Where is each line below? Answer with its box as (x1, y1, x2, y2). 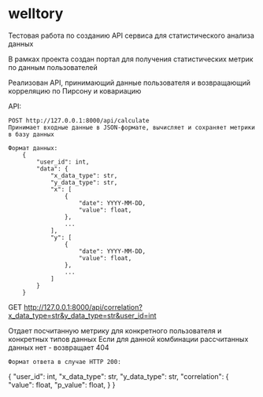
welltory (8, 5, 64, 23)
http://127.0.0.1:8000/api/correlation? (23, 302, 143, 311)
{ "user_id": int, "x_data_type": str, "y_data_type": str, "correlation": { (8, 371, 229, 381)
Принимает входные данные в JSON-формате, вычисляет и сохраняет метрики (8, 123, 256, 131)
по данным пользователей (8, 62, 98, 72)
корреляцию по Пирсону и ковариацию (8, 86, 142, 95)
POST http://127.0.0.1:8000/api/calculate (8, 116, 150, 124)
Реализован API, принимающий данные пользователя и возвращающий (8, 78, 250, 87)
